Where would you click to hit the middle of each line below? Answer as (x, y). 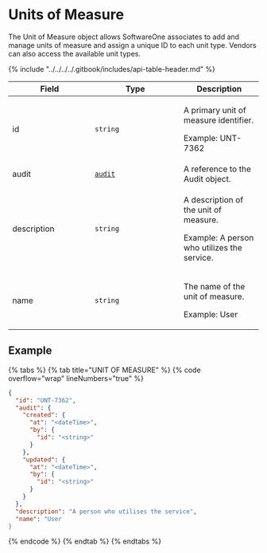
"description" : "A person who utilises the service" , (106, 512)
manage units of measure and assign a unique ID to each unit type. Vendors (132, 45)
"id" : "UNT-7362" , (46, 400)
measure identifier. (219, 120)
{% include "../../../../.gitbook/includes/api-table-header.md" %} (112, 69)
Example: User (211, 314)
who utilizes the (213, 247)
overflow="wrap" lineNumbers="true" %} (76, 378)
